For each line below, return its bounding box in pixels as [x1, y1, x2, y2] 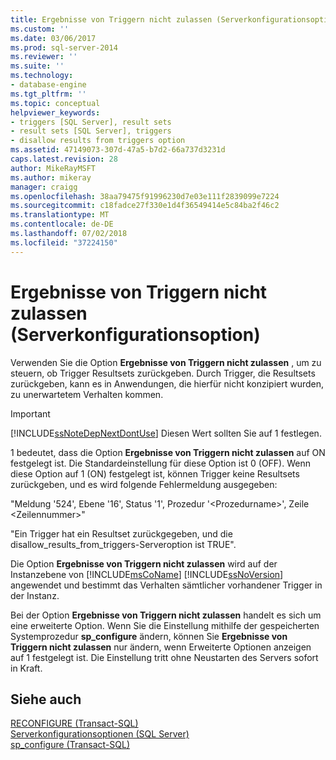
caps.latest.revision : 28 [10, 154, 118, 164]
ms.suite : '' [10, 61, 65, 71]
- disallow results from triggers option [10, 136, 186, 146]
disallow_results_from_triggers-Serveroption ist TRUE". [10, 538, 237, 550]
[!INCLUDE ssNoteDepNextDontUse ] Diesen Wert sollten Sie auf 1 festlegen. [10, 427, 322, 439]
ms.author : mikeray [10, 172, 92, 183]
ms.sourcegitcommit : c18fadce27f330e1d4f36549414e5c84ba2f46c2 [10, 201, 280, 211]
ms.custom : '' [10, 24, 70, 34]
